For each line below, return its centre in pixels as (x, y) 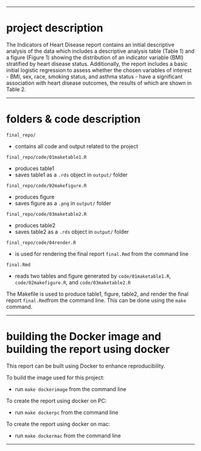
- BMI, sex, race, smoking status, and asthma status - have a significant (95, 76)
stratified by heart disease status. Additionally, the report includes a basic (97, 64)
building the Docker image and (84, 337)
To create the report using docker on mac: (58, 424)
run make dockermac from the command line (68, 435)
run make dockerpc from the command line (66, 412)
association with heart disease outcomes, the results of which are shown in (99, 83)
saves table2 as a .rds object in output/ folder (72, 231)
